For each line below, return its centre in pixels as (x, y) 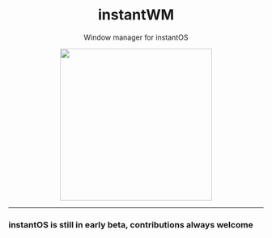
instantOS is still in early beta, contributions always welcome (131, 224)
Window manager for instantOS (136, 37)
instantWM (136, 15)
